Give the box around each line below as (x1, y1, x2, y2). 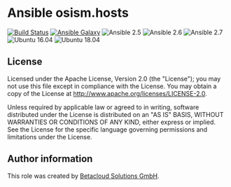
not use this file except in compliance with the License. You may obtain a (7, 82, 217, 90)
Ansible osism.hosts (7, 5, 129, 21)
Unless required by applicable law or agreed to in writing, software (7, 103, 199, 111)
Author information (7, 153, 93, 165)
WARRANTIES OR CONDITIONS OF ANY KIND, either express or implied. (7, 118, 216, 126)
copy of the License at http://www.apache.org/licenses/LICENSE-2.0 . (7, 89, 208, 97)
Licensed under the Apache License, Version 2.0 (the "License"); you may (7, 74, 221, 83)
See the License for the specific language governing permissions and (7, 125, 208, 134)
